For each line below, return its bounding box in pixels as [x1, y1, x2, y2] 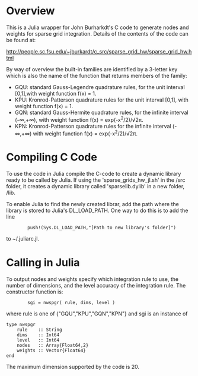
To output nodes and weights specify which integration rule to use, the [6, 276, 179, 283]
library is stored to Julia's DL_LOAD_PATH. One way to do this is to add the [6, 207, 189, 214]
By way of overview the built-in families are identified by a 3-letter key [6, 65, 178, 72]
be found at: [6, 36, 36, 43]
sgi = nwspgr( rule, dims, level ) [27, 300, 116, 306]
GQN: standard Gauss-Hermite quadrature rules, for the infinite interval [14, 109, 189, 116]
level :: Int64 [17, 337, 60, 343]
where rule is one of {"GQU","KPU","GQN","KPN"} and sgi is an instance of [6, 310, 188, 317]
